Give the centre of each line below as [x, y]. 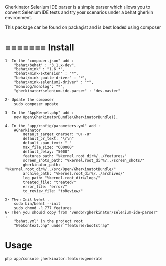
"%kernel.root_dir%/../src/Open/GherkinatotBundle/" [61, 169]
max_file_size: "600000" [48, 147]
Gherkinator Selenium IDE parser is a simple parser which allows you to [78, 7]
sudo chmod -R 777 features [43, 208]
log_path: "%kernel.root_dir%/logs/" [62, 178]
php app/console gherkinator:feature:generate [54, 258]
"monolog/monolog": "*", [40, 86]
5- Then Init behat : [27, 199]
